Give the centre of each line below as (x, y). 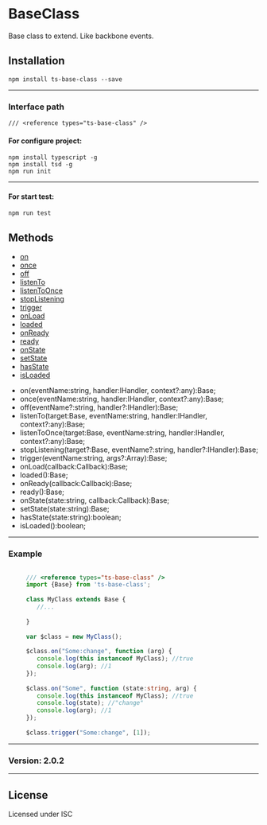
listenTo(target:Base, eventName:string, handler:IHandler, (114, 416)
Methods (31, 237)
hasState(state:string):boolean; (70, 517)
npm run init (30, 172)
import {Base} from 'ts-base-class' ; (88, 585)
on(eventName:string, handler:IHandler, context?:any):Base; (118, 391)
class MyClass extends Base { (76, 600)
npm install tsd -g (41, 165)
